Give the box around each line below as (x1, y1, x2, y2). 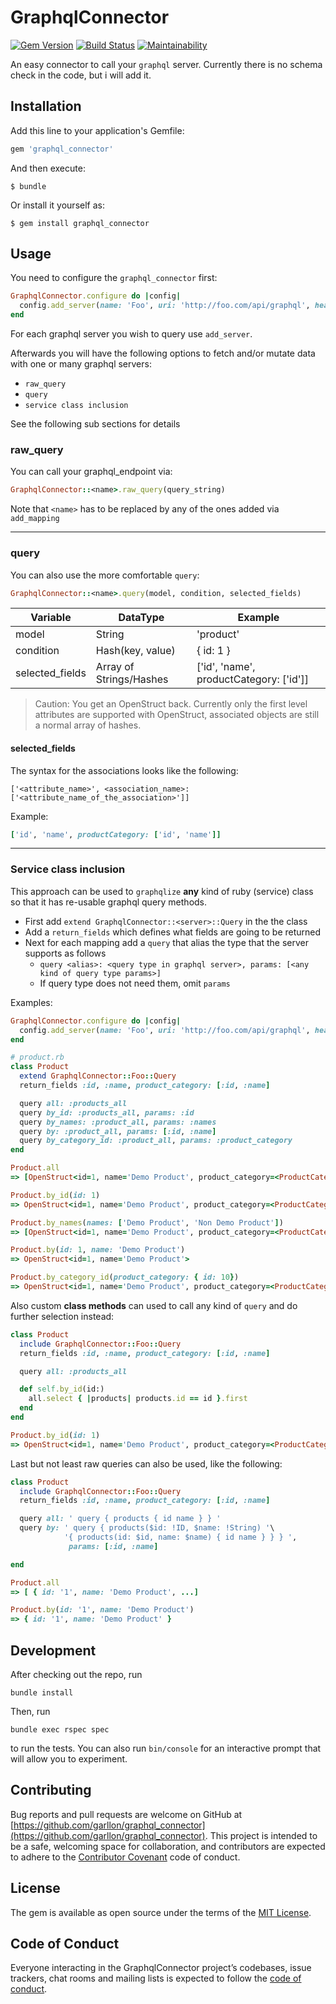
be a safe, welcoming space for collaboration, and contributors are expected (10, 1840, 326, 1852)
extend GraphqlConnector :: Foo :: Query (19, 1071, 177, 1081)
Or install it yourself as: (10, 199, 105, 211)
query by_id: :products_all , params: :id (19, 1107, 195, 1118)
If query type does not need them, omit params (39, 977, 231, 989)
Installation (10, 98, 82, 115)
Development (10, 1642, 97, 1659)
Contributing (10, 1782, 92, 1799)
